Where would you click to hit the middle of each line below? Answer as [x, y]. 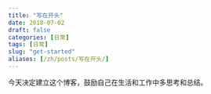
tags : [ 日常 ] [28, 45]
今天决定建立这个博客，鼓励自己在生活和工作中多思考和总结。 [108, 82]
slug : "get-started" [42, 52]
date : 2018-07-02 [36, 23]
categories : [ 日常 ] [39, 37]
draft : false [29, 30]
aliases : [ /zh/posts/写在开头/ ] [59, 60]
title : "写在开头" [36, 15]
